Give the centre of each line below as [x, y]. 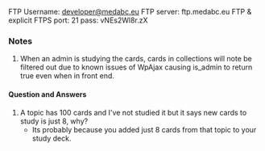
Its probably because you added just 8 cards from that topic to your [144, 129]
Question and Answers [48, 94]
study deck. [52, 138]
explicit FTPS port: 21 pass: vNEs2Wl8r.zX [78, 20]
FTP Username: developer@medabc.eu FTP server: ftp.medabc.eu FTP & [130, 12]
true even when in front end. [67, 76]
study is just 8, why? [54, 121]
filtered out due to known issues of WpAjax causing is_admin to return [136, 67]
